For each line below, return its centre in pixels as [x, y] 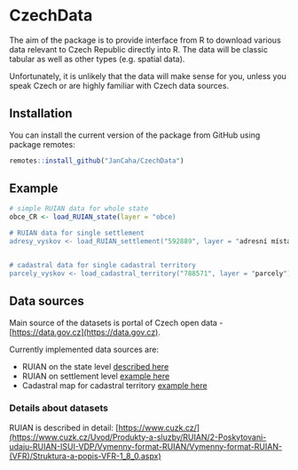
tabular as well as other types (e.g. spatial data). [97, 59]
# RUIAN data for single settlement [77, 233]
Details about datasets [59, 408]
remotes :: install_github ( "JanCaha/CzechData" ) [97, 161]
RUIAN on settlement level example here [96, 376]
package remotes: [42, 144]
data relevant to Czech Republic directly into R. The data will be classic [139, 49]
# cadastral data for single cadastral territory [103, 265]
